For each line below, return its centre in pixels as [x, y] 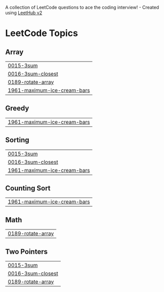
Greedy [17, 108]
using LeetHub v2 [24, 13]
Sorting [17, 140]
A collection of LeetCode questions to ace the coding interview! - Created [82, 7]
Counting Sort [28, 188]
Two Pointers [27, 252]
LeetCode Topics [42, 33]
